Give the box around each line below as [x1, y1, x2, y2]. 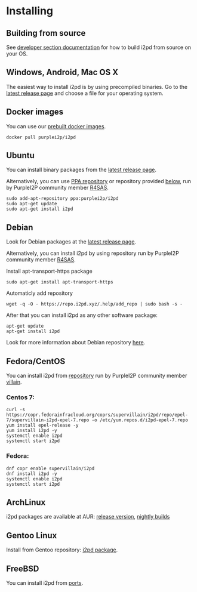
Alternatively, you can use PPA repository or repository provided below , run [6, 178, 192, 185]
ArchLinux [6, 497, 46, 508]
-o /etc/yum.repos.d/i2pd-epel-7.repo [91, 417, 188, 423]
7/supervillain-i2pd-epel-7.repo [6, 417, 90, 423]
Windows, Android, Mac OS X [6, 67, 119, 78]
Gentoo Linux [6, 530, 57, 541]
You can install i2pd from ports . [6, 579, 84, 587]
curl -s [6, 407, 26, 413]
